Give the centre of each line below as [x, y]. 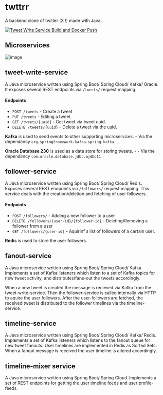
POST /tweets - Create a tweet [42, 111]
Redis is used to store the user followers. [46, 240]
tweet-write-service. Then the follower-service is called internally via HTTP [81, 293]
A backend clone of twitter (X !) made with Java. [54, 20]
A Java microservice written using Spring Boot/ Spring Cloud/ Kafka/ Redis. [81, 335]
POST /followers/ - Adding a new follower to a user [63, 216]
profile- [146, 383]
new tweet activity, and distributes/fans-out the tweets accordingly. [73, 278]
